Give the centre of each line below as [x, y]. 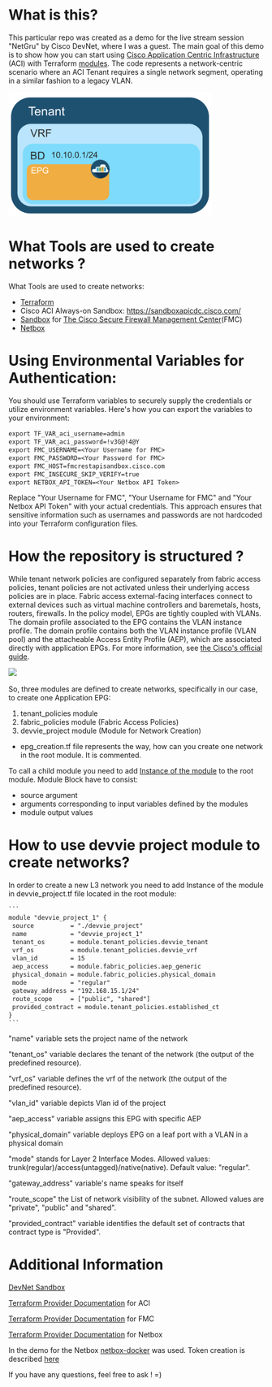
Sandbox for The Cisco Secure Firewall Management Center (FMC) [131, 319]
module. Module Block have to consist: [73, 779]
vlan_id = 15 [48, 958]
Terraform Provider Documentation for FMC [81, 1319]
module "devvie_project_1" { [58, 917]
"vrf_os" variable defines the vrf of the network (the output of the [118, 1078]
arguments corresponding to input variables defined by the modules [134, 804]
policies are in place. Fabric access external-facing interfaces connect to [131, 596]
